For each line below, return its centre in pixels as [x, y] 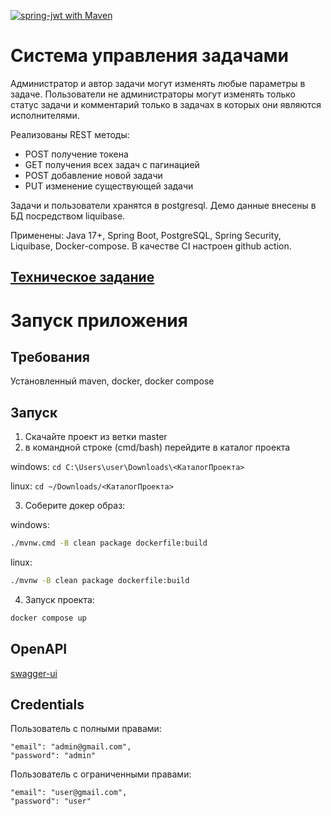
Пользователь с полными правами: [86, 729]
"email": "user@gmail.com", [69, 793]
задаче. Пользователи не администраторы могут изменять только [153, 94]
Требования [50, 356]
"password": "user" [51, 801]
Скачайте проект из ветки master [96, 437]
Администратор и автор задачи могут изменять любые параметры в [158, 83]
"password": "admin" [53, 756]
